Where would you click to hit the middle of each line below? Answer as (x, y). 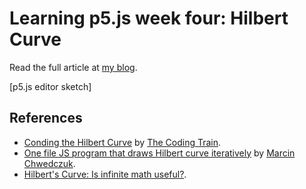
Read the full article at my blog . (73, 67)
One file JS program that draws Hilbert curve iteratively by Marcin (159, 153)
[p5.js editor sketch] (50, 86)
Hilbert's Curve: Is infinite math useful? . (105, 174)
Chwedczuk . (49, 163)
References (46, 118)
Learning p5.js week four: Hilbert (149, 18)
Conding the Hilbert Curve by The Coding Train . (122, 142)
